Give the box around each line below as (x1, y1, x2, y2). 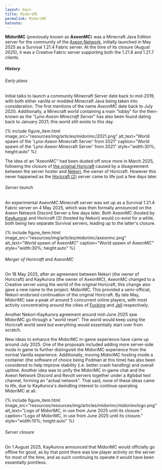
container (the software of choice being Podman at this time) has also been (5, 357, 156, 363)
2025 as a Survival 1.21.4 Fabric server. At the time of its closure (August (5, 44, 150, 50)
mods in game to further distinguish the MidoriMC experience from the (5, 347, 146, 353)
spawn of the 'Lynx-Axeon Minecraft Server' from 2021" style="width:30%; (5, 144, 156, 149)
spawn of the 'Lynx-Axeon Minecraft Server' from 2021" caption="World (5, 138, 149, 144)
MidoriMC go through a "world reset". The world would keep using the (5, 317, 146, 323)
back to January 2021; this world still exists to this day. (5, 118, 114, 124)
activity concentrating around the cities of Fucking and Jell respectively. (5, 302, 149, 308)
